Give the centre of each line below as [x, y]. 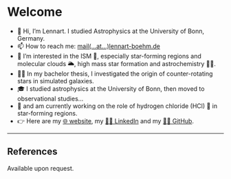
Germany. [31, 38]
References [32, 152]
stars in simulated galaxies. [55, 81]
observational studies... [50, 98]
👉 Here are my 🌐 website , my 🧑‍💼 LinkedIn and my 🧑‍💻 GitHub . [106, 120]
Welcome [35, 12]
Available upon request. [41, 168]
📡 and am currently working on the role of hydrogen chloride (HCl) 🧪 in [117, 106]
